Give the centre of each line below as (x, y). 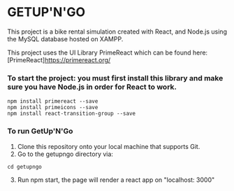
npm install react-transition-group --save (72, 114)
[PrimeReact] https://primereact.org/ (59, 59)
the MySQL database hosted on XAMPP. (65, 38)
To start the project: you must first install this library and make (115, 78)
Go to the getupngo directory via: (65, 154)
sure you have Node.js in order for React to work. (92, 87)
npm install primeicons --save (53, 108)
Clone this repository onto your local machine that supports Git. (109, 146)
